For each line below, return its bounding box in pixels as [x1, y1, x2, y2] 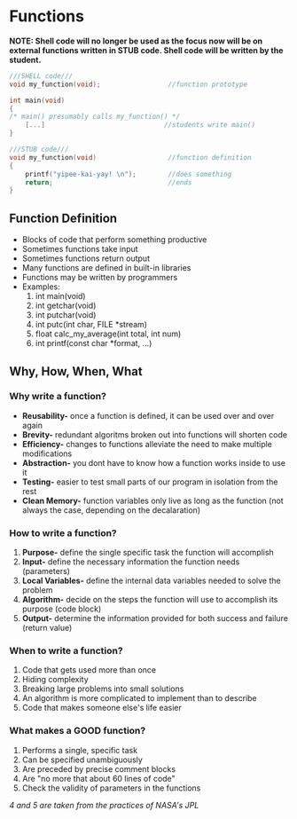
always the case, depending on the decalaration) [21, 504, 201, 516]
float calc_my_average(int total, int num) [35, 328, 182, 339]
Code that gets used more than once [21, 665, 157, 675]
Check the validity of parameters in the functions [21, 783, 201, 793]
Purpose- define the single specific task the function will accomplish [21, 547, 275, 558]
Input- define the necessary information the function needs [21, 556, 240, 567]
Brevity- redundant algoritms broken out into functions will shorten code [21, 429, 288, 440]
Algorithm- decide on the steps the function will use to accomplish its [21, 595, 278, 605]
